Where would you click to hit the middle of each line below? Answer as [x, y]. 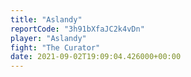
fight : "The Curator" [55, 47]
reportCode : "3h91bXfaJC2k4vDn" [77, 29]
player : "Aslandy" [48, 38]
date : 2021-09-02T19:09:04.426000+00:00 [96, 57]
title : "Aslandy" [46, 19]
